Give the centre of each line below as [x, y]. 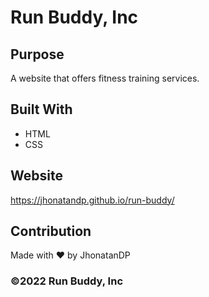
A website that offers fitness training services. [105, 78]
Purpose [37, 54]
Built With [41, 109]
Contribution [51, 231]
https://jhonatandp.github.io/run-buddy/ [92, 200]
